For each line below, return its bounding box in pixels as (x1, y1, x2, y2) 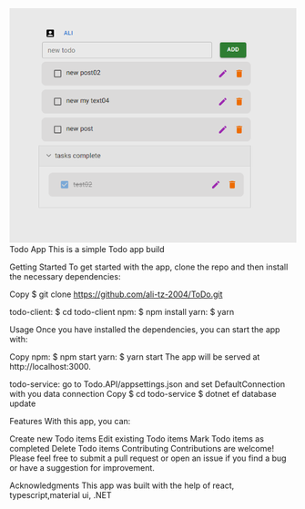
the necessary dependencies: (9, 270, 121, 281)
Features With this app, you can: (9, 415, 131, 426)
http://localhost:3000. (9, 361, 91, 372)
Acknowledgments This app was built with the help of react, (9, 480, 235, 491)
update (9, 398, 36, 409)
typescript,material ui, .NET (9, 489, 112, 500)
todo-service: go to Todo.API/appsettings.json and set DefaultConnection (9, 378, 286, 390)
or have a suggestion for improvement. (9, 462, 155, 473)
